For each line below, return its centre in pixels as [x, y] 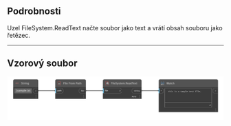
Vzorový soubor [42, 64]
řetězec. [19, 35]
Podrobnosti [34, 11]
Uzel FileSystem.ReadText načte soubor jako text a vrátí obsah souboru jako [115, 28]
